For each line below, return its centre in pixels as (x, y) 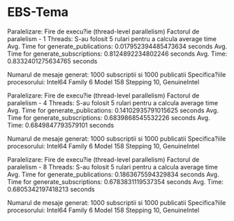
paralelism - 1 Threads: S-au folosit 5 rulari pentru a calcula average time (112, 38)
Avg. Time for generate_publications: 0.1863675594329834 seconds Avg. (113, 174)
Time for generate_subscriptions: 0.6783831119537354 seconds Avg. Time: (115, 181)
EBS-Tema (38, 12)
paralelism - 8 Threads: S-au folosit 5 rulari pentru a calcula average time (112, 167)
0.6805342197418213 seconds (51, 189)
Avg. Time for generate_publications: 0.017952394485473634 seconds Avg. (117, 46)
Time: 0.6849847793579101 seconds (61, 125)
